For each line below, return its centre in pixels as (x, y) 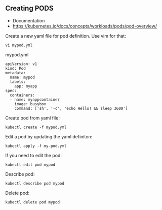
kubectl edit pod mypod (30, 165)
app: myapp (26, 86)
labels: (18, 82)
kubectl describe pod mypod (35, 183)
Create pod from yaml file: (32, 118)
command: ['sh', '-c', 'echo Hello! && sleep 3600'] (71, 108)
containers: (23, 95)
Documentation (29, 20)
